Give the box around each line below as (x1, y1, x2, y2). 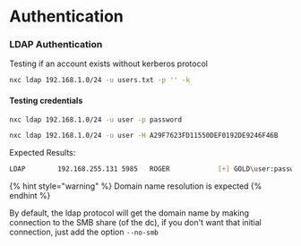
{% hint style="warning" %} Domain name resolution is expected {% (9, 181, 262, 191)
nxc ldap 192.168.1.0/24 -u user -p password (9, 115, 182, 124)
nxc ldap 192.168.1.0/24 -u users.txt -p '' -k (9, 76, 191, 85)
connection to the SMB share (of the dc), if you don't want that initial (9, 217, 262, 228)
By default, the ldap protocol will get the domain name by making (9, 208, 249, 218)
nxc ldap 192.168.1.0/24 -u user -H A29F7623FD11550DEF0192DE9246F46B (9, 131, 279, 140)
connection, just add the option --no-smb (9, 226, 159, 238)
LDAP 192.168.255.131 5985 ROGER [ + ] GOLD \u (9, 165, 258, 174)
